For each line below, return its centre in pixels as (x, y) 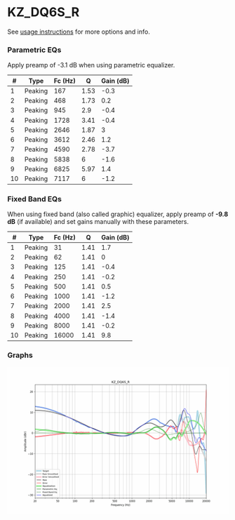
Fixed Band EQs (34, 199)
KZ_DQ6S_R (43, 12)
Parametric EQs (34, 50)
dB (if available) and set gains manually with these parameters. (98, 222)
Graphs (20, 355)
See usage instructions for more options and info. (79, 32)
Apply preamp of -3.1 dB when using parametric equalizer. (91, 65)
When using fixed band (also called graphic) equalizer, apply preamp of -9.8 (118, 214)
